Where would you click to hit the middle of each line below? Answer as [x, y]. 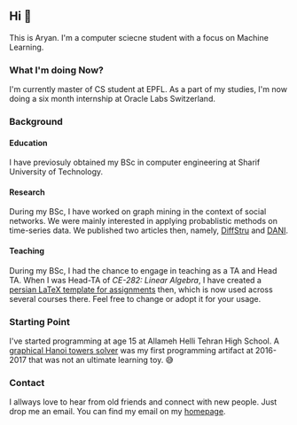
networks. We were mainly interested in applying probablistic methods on [143, 221]
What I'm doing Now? [56, 70]
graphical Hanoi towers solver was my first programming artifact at [132, 350]
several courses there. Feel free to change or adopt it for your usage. [135, 298]
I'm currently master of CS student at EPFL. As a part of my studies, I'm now [148, 89]
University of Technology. [56, 172]
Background [36, 122]
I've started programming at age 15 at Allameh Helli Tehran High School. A [144, 341]
